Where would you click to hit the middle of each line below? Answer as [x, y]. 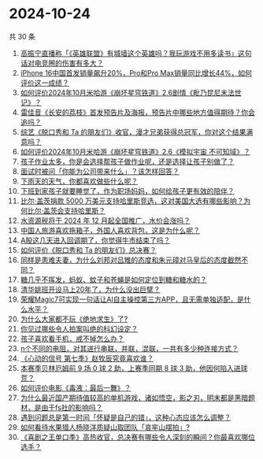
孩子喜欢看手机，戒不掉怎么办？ [72, 339]
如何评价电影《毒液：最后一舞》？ [76, 387]
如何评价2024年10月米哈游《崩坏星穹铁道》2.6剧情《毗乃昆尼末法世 [131, 92]
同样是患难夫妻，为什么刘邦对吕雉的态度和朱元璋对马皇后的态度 [124, 260]
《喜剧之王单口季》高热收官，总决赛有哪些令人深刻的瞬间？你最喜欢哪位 [137, 437]
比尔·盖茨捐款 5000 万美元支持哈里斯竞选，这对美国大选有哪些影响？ [132, 201]
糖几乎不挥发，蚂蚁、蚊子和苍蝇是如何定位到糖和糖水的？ [113, 279]
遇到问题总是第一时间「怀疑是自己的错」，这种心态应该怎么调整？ [126, 417]
